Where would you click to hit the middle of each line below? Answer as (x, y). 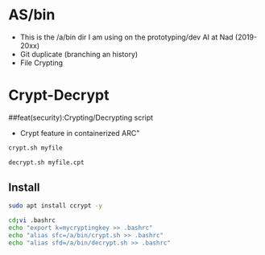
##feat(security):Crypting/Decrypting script (81, 117)
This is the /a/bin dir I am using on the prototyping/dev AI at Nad (126, 37)
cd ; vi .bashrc (32, 220)
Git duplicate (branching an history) (79, 54)
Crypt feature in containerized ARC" (80, 133)
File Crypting (41, 63)
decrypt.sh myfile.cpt (46, 162)
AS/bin (32, 15)
